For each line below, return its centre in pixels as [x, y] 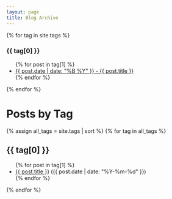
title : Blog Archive [33, 18]
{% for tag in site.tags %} [38, 35]
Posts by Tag [40, 114]
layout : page [23, 12]
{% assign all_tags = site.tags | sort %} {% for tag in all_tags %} [86, 131]
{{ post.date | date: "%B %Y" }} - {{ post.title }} [74, 70]
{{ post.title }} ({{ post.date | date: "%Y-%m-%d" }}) [81, 171]
